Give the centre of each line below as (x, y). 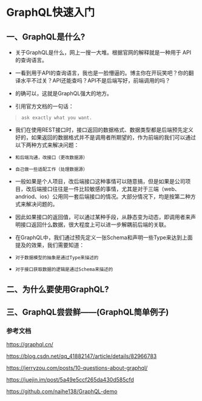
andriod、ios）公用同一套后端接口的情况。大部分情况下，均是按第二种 (103, 197)
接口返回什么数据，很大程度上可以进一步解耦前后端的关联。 (95, 224)
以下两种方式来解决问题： (47, 145)
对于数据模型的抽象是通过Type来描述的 (57, 258)
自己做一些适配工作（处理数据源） (51, 169)
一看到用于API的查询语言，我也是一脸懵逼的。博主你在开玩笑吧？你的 (102, 73)
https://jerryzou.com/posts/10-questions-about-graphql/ (77, 368)
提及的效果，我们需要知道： (50, 245)
